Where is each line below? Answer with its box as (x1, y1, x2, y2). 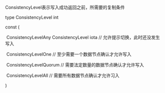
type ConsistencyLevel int (5, 14, 59, 20)
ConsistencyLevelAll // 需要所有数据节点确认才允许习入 (6, 72, 119, 78)
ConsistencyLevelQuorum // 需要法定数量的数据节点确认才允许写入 (6, 62, 144, 67)
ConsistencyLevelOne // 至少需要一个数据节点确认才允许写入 (6, 51, 131, 57)
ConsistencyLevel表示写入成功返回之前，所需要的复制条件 (5, 4, 125, 10)
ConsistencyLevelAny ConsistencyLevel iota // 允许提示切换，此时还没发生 (6, 34, 160, 40)
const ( (5, 24, 20, 30)
